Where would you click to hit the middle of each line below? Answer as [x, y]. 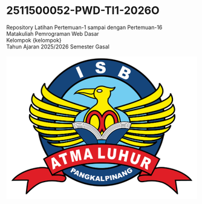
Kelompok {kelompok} [34, 40]
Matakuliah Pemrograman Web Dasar [53, 33]
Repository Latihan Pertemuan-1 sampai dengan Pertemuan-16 [84, 27]
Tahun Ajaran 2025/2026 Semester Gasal [58, 47]
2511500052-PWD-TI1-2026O [83, 11]
